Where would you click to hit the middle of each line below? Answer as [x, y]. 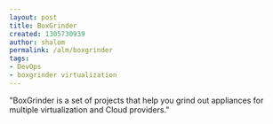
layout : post [33, 17]
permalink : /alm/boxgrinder [61, 50]
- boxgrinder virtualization [63, 75]
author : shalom [37, 42]
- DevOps [25, 67]
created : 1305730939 [48, 34]
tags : [19, 58]
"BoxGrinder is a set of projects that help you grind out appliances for [136, 100]
